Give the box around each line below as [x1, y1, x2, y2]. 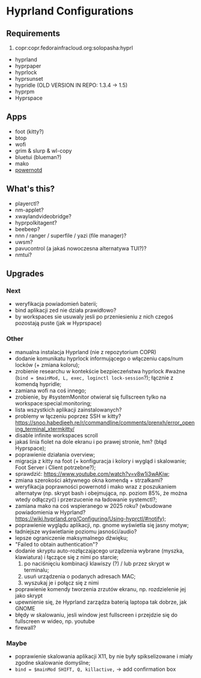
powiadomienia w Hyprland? [14, 508, 86, 516]
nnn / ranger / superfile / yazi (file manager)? [14, 232, 127, 239]
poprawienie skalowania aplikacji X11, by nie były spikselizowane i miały [14, 653, 193, 660]
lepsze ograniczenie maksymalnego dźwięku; [14, 534, 128, 541]
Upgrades [6, 268, 44, 279]
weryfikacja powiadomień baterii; [14, 300, 98, 308]
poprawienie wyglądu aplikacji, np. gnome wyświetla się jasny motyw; [14, 521, 189, 528]
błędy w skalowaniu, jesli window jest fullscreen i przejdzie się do [14, 611, 178, 618]
